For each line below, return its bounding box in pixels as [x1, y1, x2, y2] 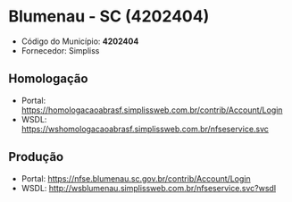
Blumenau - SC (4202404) [8, 6, 210, 27]
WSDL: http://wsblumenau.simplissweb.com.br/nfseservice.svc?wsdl [21, 182, 277, 193]
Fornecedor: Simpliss [21, 45, 100, 55]
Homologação [8, 72, 88, 87]
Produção [8, 149, 64, 164]
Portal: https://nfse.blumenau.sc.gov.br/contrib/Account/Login [21, 173, 251, 184]
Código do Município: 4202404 [21, 36, 139, 46]
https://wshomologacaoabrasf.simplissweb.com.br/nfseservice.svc [21, 123, 270, 134]
